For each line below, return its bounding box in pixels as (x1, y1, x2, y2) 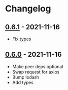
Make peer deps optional (12, 63, 63, 70)
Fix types (12, 36, 31, 42)
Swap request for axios (12, 69, 60, 75)
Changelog (5, 3, 51, 14)
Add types (12, 79, 34, 85)
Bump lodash (12, 74, 39, 80)
